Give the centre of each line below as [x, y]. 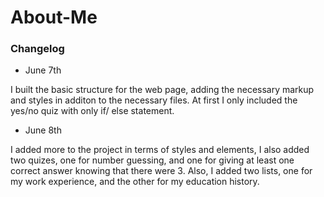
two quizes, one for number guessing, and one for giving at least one [152, 160]
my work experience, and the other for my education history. [135, 182]
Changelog [37, 49]
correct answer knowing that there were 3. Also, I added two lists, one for [161, 171]
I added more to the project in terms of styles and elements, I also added [160, 150]
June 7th [43, 70]
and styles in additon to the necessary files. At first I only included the [154, 100]
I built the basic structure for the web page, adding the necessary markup [162, 90]
